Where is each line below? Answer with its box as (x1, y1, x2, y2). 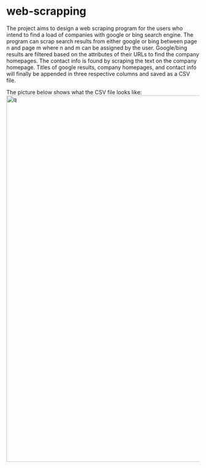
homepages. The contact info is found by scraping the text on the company (6, 57, 197, 64)
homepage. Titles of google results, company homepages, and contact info (6, 63, 197, 71)
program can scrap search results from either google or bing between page (6, 37, 197, 45)
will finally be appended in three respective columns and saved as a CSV (6, 70, 190, 77)
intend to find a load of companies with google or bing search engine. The (6, 31, 194, 38)
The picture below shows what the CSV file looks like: (6, 88, 142, 96)
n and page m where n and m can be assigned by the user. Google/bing (6, 44, 188, 51)
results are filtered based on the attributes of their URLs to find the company (6, 50, 199, 58)
